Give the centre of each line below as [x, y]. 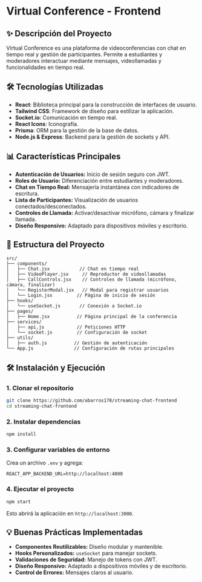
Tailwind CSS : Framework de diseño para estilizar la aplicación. [94, 111]
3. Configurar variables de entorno [58, 450]
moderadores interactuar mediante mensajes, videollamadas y [84, 61]
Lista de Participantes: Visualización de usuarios [77, 200]
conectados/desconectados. [51, 206]
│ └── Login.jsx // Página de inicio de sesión [81, 296]
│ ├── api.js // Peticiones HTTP [66, 327]
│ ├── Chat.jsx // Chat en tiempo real [73, 269]
